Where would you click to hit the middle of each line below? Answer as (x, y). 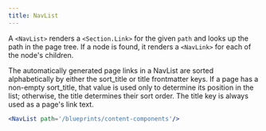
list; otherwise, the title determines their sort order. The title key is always (129, 95)
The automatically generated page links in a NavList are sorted (111, 70)
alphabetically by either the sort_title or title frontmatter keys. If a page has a (133, 79)
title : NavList (33, 15)
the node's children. (41, 55)
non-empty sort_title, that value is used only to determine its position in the (131, 87)
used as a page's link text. (51, 104)
